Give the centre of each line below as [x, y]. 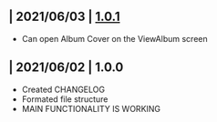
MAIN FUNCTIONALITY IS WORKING [91, 108]
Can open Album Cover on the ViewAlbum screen [114, 38]
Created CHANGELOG [63, 89]
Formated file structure [65, 99]
